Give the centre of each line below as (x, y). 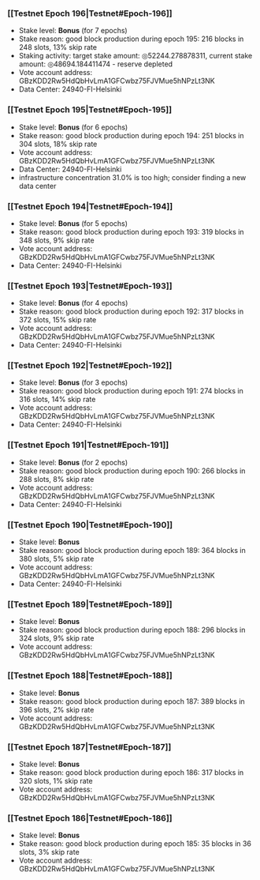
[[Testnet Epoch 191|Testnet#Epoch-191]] (88, 445)
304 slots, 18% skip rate (58, 144)
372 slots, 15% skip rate (58, 320)
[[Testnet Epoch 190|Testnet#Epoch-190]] (90, 525)
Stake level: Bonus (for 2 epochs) (73, 462)
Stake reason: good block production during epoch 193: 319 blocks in (132, 231)
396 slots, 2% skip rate (56, 709)
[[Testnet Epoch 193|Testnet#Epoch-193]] (90, 286)
